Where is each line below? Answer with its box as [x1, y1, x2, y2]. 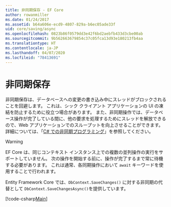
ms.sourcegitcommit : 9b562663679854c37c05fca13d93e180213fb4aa [5, 36, 143, 41]
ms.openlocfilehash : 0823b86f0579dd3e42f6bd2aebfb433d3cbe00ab [5, 31, 143, 36]
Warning [5, 139, 23, 145]
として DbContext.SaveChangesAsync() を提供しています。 [9, 186, 129, 192]
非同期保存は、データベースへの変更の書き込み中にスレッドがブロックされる [5, 97, 167, 103]
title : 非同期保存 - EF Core [5, 7, 64, 13]
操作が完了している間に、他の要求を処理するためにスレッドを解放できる [14, 116, 166, 122]
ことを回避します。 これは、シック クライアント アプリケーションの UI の [5, 103, 159, 109]
